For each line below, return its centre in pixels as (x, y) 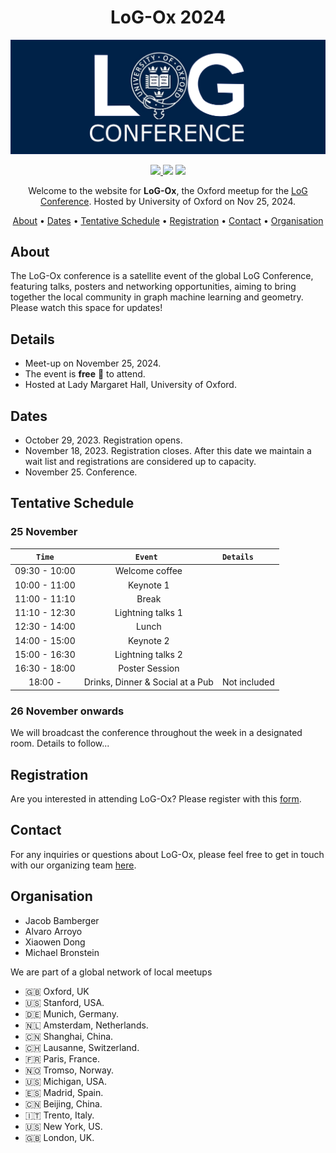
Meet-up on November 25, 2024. (93, 363)
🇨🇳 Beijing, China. (63, 1103)
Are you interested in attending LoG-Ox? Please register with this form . (156, 799)
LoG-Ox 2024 (168, 17)
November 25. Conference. (81, 472)
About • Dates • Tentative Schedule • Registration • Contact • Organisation (168, 220)
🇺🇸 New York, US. (63, 1126)
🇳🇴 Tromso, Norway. (69, 1070)
